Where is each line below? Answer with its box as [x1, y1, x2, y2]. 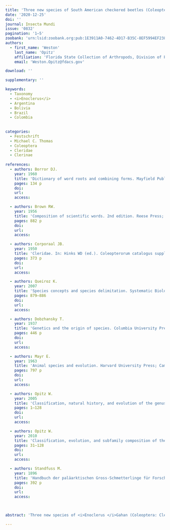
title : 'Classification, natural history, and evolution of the [14, 401, 153, 406]
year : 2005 [14, 396, 37, 401]
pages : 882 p [14, 218, 42, 223]
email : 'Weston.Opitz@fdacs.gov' [14, 59, 85, 64]
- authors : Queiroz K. [10, 279, 58, 284]
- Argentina [10, 101, 35, 106]
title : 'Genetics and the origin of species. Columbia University [14, 326, 157, 331]
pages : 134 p [14, 181, 42, 186]
